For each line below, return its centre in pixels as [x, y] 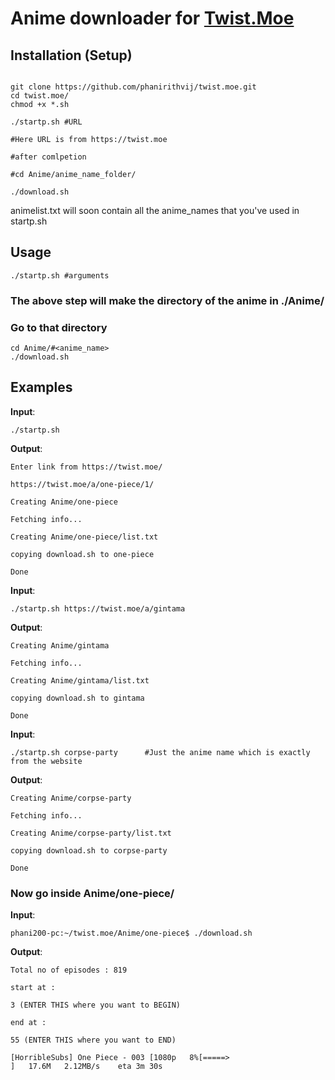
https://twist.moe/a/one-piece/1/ [82, 484]
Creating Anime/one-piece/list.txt [84, 537]
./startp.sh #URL [46, 122]
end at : [28, 1023]
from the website [46, 761]
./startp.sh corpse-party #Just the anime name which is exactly [160, 752]
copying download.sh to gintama [77, 698]
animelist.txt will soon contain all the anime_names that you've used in [155, 210]
